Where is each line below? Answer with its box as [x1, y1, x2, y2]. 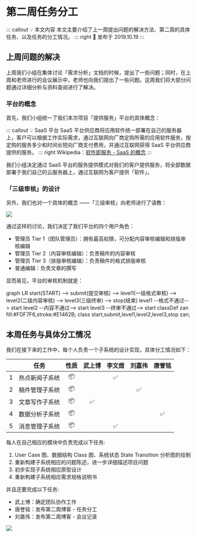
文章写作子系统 [18, 398, 60, 406]
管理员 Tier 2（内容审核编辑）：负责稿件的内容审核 [14, 250, 136, 257]
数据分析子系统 [18, 410, 60, 418]
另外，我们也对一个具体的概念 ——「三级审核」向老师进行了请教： [6, 199, 167, 206]
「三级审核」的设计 [6, 185, 60, 193]
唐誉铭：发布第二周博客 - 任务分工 [14, 506, 98, 513]
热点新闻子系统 [18, 373, 60, 382]
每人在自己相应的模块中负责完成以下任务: [6, 439, 106, 446]
